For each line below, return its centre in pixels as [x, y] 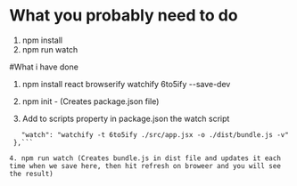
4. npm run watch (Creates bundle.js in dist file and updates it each [145, 158]
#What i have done [44, 67]
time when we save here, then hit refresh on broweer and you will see [145, 166]
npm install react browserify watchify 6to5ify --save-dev [126, 84]
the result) [31, 174]
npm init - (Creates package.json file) [91, 101]
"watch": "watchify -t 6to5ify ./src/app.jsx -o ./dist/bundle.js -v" [155, 134]
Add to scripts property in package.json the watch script [126, 118]
